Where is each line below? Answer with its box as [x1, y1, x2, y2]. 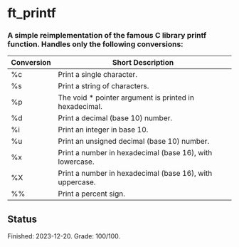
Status [7, 213, 38, 225]
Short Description [112, 58, 174, 68]
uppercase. [58, 177, 96, 187]
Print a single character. [58, 70, 137, 80]
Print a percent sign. [58, 189, 126, 199]
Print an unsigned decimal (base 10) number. [58, 137, 210, 147]
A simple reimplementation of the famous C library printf [7, 31, 207, 41]
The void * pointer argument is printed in [58, 93, 194, 103]
